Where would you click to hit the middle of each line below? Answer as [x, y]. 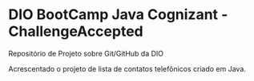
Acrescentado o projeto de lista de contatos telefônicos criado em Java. [127, 68]
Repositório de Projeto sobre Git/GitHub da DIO [86, 53]
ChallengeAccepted [76, 31]
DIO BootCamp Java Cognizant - [118, 15]
